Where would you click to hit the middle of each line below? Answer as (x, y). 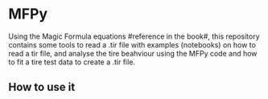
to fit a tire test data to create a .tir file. (72, 62)
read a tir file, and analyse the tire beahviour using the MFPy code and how (133, 53)
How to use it (42, 87)
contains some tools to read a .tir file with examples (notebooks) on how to (132, 44)
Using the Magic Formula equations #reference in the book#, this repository (134, 36)
